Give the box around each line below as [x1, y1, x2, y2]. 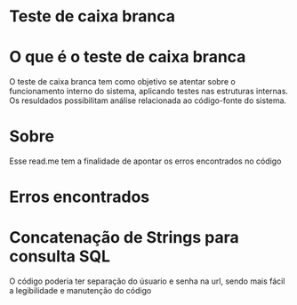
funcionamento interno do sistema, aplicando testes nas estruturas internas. [9, 86, 289, 97]
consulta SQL [9, 246, 111, 267]
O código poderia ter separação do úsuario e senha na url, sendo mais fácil [9, 276, 285, 286]
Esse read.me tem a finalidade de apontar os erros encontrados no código [9, 156, 282, 166]
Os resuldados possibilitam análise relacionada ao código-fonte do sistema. [9, 95, 287, 106]
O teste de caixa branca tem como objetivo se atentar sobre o [9, 76, 236, 87]
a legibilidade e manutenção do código [9, 285, 152, 296]
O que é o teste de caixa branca [9, 47, 246, 68]
